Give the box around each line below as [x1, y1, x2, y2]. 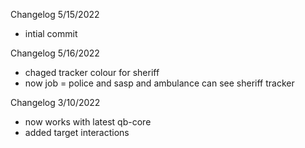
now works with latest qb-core [24, 116, 152, 128]
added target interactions [24, 127, 130, 138]
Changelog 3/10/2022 [10, 97, 101, 108]
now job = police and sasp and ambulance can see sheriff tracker [24, 77, 295, 89]
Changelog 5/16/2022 [10, 47, 100, 59]
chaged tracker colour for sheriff [24, 67, 160, 78]
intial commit [24, 28, 78, 39]
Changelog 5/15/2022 [10, 9, 100, 20]
